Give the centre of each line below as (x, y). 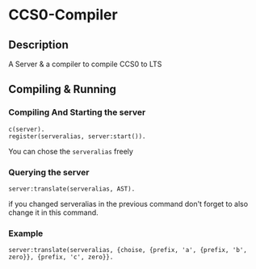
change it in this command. (53, 212)
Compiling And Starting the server (77, 112)
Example (26, 233)
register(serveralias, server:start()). (78, 136)
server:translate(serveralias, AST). (72, 189)
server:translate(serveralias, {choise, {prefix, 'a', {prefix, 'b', (128, 250)
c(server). (27, 129)
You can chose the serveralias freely (71, 151)
